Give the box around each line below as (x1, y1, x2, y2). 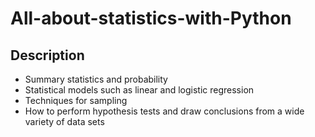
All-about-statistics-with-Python (10, 7, 292, 30)
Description (10, 47, 85, 64)
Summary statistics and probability (24, 73, 168, 85)
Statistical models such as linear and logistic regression (24, 84, 255, 96)
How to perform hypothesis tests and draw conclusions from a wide (24, 105, 305, 117)
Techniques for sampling (24, 95, 128, 106)
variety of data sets (24, 116, 105, 127)
